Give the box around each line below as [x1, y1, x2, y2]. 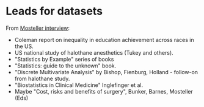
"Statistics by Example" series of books [14, 55, 114, 63]
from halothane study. [14, 75, 70, 82]
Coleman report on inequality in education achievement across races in [14, 36, 194, 43]
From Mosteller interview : [5, 24, 70, 32]
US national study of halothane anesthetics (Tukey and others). [14, 49, 173, 56]
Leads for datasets [5, 4, 103, 18]
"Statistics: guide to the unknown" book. [14, 62, 117, 69]
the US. [14, 43, 34, 50]
